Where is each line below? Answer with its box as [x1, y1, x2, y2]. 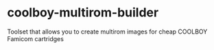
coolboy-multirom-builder [7, 5, 159, 21]
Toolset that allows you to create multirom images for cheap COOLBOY [7, 27, 208, 36]
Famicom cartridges [7, 34, 64, 42]
